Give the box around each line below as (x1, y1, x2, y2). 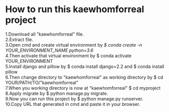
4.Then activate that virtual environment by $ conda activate (5, 52, 132, 59)
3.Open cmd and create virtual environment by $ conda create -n (5, 42, 143, 48)
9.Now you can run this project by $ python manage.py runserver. (5, 95, 144, 102)
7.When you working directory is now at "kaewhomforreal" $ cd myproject (5, 85, 161, 91)
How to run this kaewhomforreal (5, 4, 145, 15)
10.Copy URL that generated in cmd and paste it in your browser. (5, 101, 140, 107)
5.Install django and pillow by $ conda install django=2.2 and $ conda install (5, 63, 164, 69)
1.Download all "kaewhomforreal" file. (5, 31, 84, 37)
